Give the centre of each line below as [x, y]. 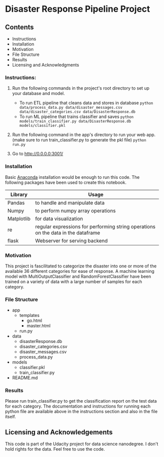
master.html [39, 326]
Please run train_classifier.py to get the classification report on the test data [81, 401]
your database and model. [38, 94]
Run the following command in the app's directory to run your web [79, 135]
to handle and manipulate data [70, 203]
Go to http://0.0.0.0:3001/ [38, 154]
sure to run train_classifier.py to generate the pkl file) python [86, 140]
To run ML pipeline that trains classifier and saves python [77, 117]
